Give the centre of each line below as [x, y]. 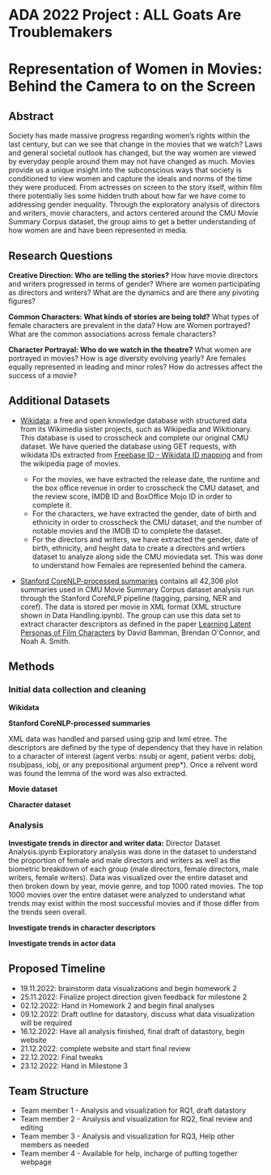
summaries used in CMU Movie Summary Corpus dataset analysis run [137, 590]
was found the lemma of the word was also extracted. [98, 773]
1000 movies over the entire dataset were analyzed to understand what [127, 894]
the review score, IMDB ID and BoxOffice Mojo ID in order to [132, 496]
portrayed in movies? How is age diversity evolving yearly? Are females [127, 358]
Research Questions [61, 255]
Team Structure [49, 1091]
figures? [22, 301]
